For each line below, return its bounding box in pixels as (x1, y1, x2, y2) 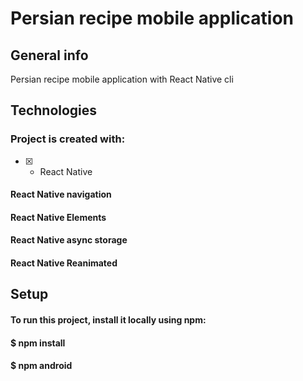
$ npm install (10, 337, 66, 349)
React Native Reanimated (10, 257, 118, 269)
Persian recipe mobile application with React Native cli (10, 73, 234, 85)
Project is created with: (10, 132, 126, 146)
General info (10, 47, 89, 64)
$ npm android (10, 360, 73, 372)
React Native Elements (10, 211, 107, 223)
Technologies (10, 102, 98, 119)
